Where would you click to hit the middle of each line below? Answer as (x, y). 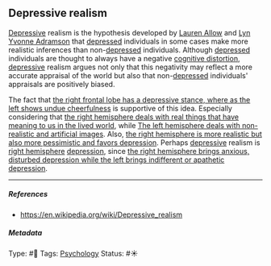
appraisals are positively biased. (62, 84)
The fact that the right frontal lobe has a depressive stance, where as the (129, 99)
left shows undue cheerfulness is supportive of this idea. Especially (120, 108)
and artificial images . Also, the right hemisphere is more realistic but (149, 134)
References (28, 194)
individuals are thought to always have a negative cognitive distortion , (124, 58)
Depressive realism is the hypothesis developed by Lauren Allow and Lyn (129, 32)
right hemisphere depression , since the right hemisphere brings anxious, (129, 151)
